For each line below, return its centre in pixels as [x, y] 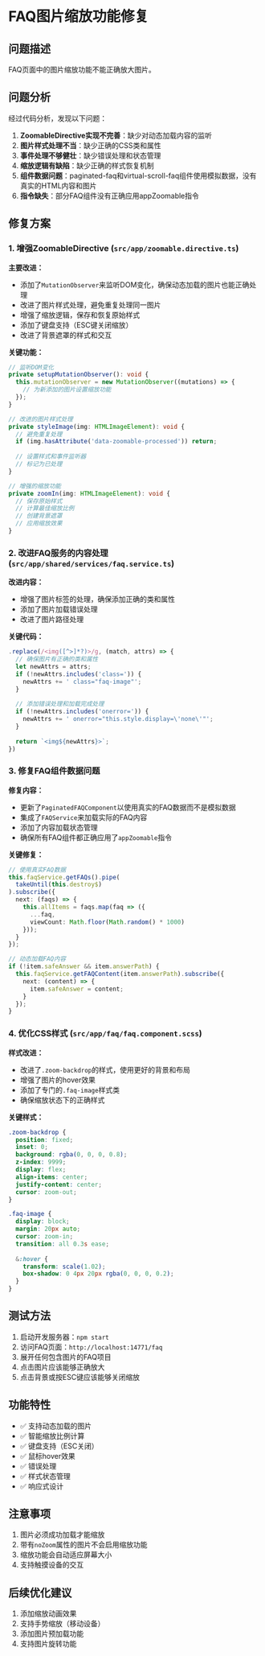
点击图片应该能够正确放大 [62, 1367]
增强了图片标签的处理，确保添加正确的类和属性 [97, 599]
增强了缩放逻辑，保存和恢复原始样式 [80, 315]
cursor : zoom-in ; [45, 1237]
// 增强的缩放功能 [35, 486]
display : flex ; [41, 1170]
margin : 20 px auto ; [48, 1229]
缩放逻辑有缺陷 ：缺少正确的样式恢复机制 [87, 165]
